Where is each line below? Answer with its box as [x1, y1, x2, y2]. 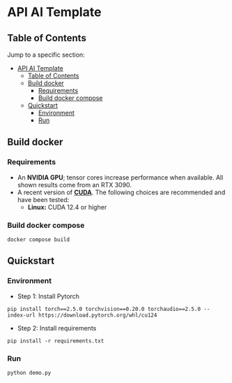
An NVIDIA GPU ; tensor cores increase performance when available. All [17, 173, 224, 182]
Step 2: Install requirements [17, 324, 97, 332]
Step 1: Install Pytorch [17, 291, 80, 301]
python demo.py [7, 369, 52, 376]
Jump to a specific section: [7, 50, 85, 59]
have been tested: [17, 195, 70, 203]
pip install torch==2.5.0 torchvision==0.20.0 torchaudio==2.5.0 [7, 305, 201, 312]
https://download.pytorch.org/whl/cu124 [38, 312, 157, 319]
